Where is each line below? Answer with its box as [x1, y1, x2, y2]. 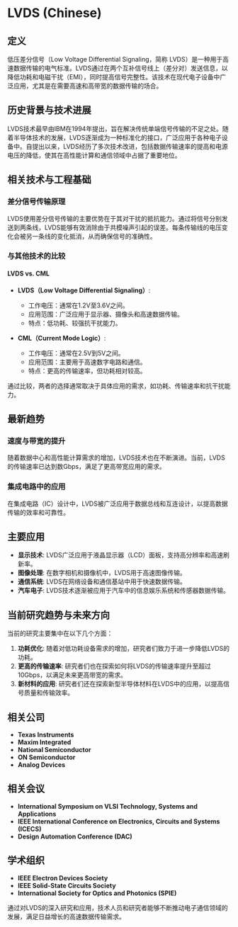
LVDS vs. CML [7, 269, 50, 278]
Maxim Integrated [17, 738, 72, 746]
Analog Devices [17, 761, 66, 769]
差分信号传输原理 [7, 197, 66, 207]
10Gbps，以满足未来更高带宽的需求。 [17, 671, 127, 679]
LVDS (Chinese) [7, 5, 102, 21]
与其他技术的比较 [7, 251, 66, 261]
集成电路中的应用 [7, 482, 66, 491]
